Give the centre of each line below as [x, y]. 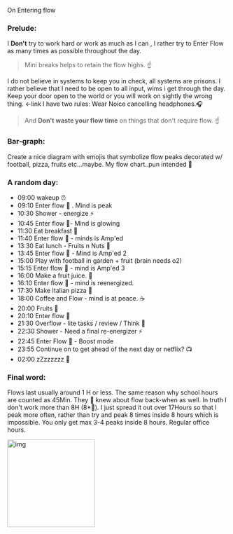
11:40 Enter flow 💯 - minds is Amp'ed [70, 238]
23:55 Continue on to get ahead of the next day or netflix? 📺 [105, 349]
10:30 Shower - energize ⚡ [56, 213]
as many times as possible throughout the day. [75, 51]
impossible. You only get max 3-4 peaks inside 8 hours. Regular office [108, 423]
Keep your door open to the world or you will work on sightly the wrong [110, 96]
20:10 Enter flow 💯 [44, 315]
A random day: [33, 182]
